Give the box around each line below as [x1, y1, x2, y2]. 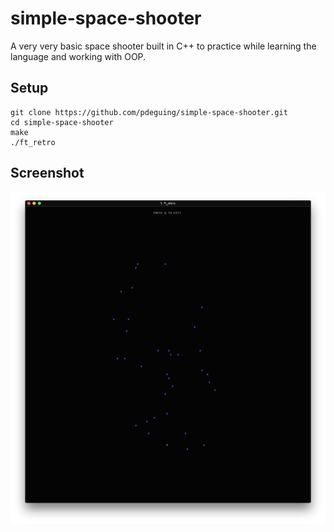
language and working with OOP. [10, 50, 147, 62]
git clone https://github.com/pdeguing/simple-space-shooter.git [10, 107, 288, 117]
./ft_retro [10, 137, 56, 147]
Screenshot [10, 165, 85, 182]
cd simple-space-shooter [10, 117, 114, 127]
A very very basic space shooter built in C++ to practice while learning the [10, 40, 317, 52]
